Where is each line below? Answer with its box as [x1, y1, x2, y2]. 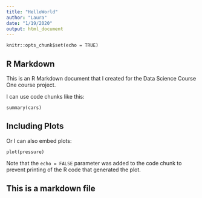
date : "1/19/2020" [6, 20, 53, 26]
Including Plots [6, 121, 64, 131]
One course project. [6, 81, 56, 88]
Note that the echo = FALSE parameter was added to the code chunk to [6, 159, 182, 167]
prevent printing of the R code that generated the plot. [6, 166, 141, 173]
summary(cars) [6, 105, 42, 111]
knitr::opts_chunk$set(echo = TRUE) [6, 42, 99, 48]
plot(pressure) [6, 149, 45, 155]
